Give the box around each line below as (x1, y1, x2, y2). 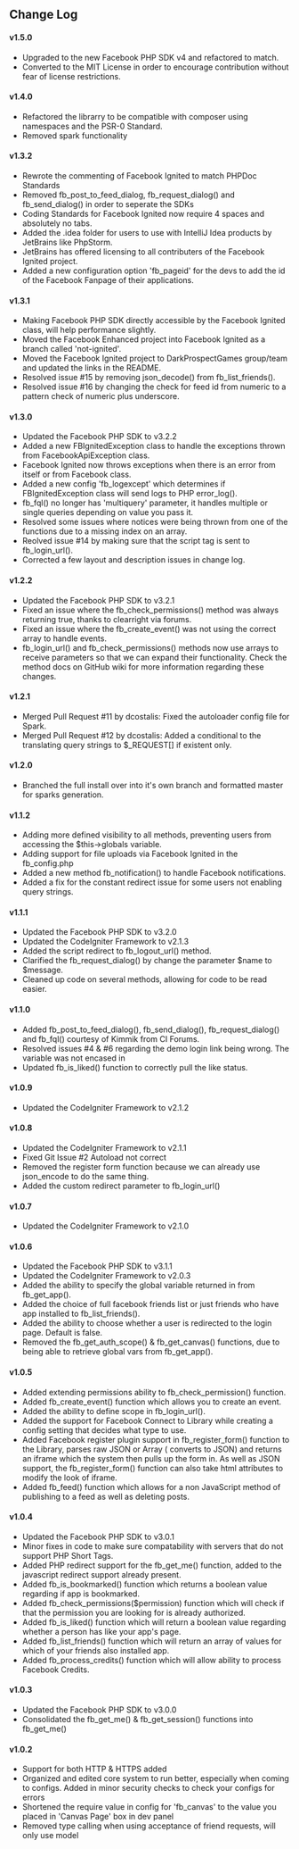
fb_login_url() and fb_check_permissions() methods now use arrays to (21, 642, 279, 653)
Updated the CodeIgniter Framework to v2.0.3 (21, 1270, 191, 1281)
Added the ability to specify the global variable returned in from (21, 1280, 255, 1291)
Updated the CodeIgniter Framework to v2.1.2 (21, 1102, 190, 1112)
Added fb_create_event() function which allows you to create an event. (21, 1396, 282, 1407)
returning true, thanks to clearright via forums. (21, 613, 192, 624)
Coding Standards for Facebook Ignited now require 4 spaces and (21, 209, 265, 219)
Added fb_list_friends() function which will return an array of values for (21, 1636, 282, 1646)
